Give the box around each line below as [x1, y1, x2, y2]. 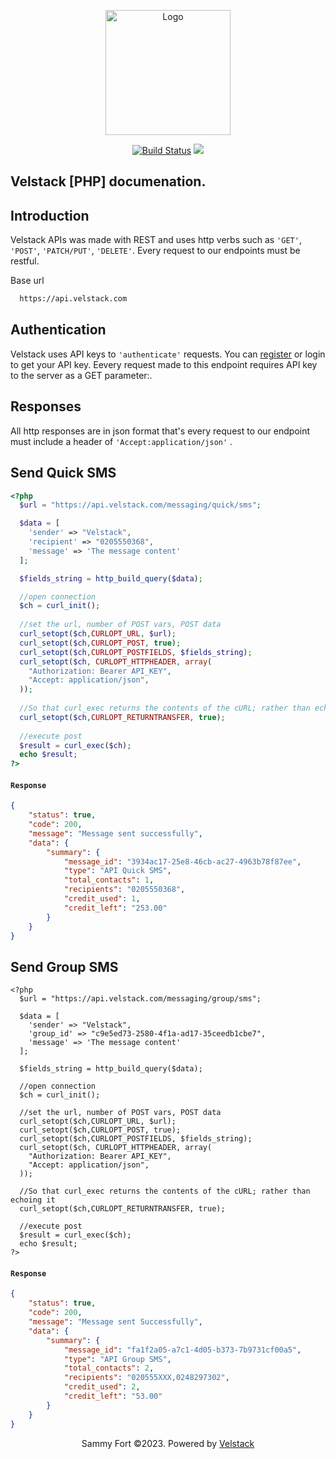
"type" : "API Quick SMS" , [63, 866, 172, 876]
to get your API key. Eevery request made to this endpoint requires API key [10, 358, 318, 370]
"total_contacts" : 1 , [63, 875, 155, 885]
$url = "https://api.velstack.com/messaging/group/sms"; [19, 994, 262, 1004]
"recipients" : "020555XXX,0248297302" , [63, 1373, 230, 1383]
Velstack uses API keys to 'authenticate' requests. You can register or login [10, 348, 326, 360]
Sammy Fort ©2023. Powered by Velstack [81, 1437, 255, 1449]
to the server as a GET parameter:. [10, 369, 153, 381]
